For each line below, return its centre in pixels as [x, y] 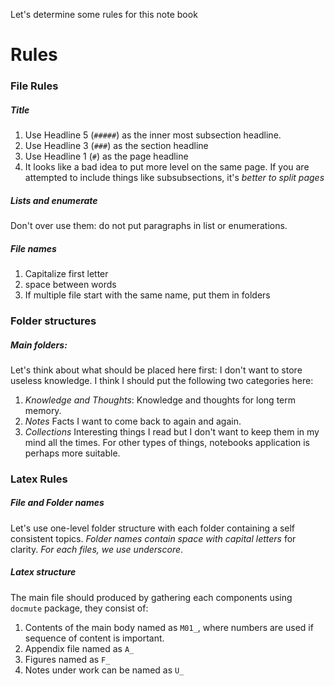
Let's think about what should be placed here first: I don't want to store [156, 370]
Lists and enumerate [54, 200]
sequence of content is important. [94, 638]
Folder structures [53, 321]
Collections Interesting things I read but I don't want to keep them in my [172, 431]
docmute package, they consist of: [79, 608]
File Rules [34, 86]
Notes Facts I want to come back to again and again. [133, 421]
